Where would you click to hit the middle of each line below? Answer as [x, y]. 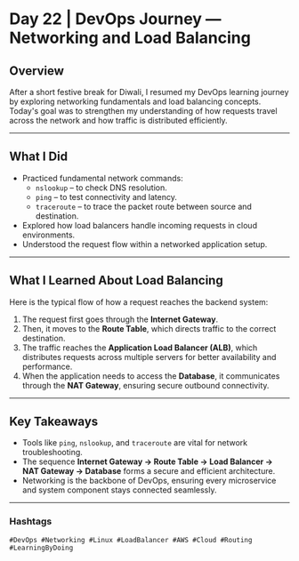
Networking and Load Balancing [130, 38]
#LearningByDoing [41, 548]
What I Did [39, 157]
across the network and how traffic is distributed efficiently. [119, 120]
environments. [48, 235]
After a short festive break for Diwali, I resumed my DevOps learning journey [149, 92]
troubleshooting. [52, 453]
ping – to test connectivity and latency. [106, 196]
